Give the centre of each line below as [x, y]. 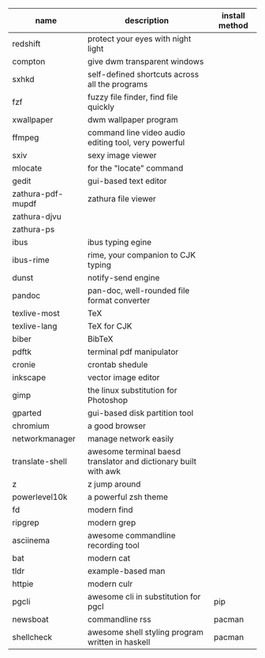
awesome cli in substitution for [144, 597]
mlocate [27, 168]
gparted [27, 413]
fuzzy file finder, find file [132, 97]
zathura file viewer [121, 199]
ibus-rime [31, 260]
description [147, 21]
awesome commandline [131, 535]
